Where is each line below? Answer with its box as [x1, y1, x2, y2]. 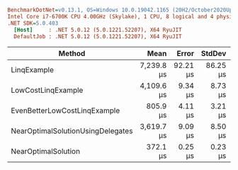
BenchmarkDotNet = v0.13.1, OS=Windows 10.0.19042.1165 [7, 6, 170, 13]
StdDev [200, 49, 227, 59]
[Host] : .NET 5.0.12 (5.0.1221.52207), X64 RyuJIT [13, 26, 182, 33]
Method [58, 49, 86, 59]
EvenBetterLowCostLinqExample [11, 106, 120, 115]
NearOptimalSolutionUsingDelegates [11, 126, 133, 136]
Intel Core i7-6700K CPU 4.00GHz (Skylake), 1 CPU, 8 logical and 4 [7, 13, 214, 20]
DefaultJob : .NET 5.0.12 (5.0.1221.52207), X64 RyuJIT [13, 33, 182, 40]
